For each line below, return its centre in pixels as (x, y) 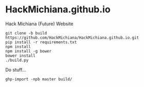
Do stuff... (16, 69)
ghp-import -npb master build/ (39, 79)
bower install (21, 56)
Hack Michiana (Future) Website (39, 24)
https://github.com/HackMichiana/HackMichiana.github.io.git (72, 38)
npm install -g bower (29, 51)
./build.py (17, 60)
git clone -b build (26, 33)
